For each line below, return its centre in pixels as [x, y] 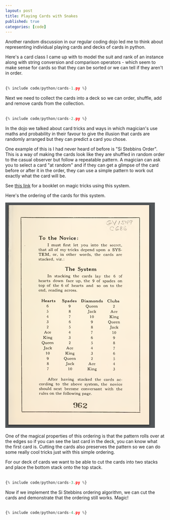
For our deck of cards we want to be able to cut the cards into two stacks [81, 462]
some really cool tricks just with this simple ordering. [60, 452]
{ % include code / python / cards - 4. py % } [46, 513]
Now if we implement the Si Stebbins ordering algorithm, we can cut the [80, 492]
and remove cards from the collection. [45, 103]
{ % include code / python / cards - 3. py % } [46, 483]
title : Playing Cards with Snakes [42, 16]
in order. [14, 73]
